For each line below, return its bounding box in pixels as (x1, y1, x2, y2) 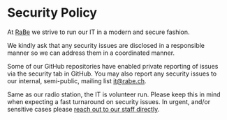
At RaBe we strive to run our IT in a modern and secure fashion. (7, 28, 190, 36)
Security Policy (7, 5, 98, 21)
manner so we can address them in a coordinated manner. (7, 49, 175, 57)
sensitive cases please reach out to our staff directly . (7, 105, 160, 113)
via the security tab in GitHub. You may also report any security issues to (7, 69, 217, 78)
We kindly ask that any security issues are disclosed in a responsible (7, 41, 205, 49)
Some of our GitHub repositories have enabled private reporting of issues (7, 62, 219, 70)
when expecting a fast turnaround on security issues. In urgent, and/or (7, 97, 211, 105)
